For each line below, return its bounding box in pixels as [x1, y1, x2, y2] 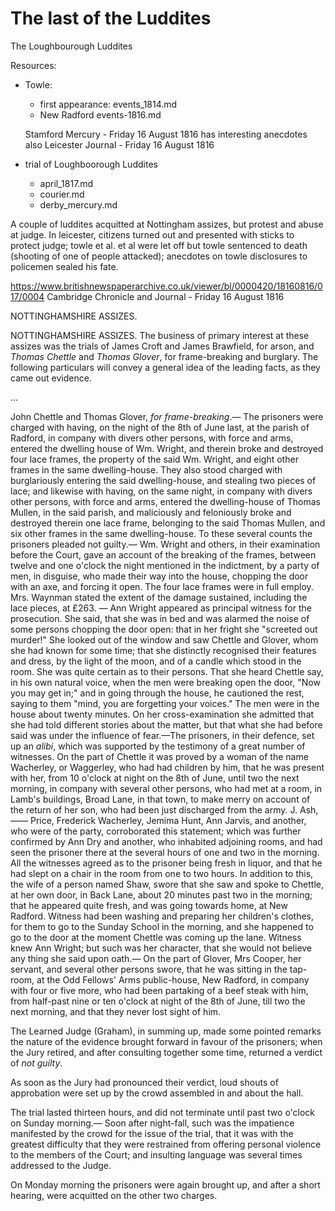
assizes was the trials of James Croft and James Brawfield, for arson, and [10, 340, 315, 352]
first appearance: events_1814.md [39, 98, 178, 110]
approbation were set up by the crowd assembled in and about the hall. [10, 1087, 304, 1099]
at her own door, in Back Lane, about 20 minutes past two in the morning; [10, 888, 313, 901]
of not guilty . [10, 1057, 63, 1069]
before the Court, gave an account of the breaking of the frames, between [10, 548, 317, 561]
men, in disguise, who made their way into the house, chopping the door [10, 570, 309, 582]
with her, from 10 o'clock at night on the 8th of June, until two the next [10, 772, 300, 784]
